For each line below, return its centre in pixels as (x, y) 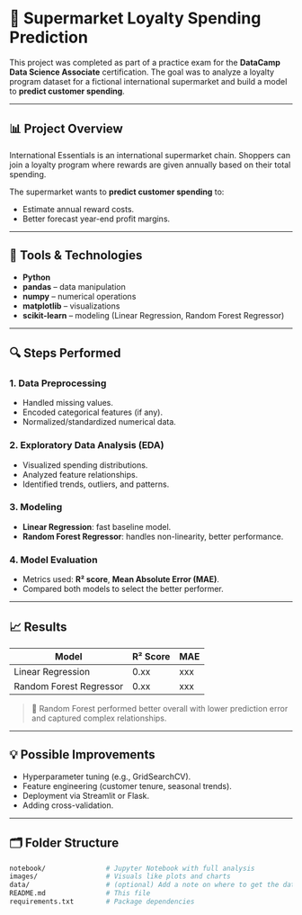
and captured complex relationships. (99, 718)
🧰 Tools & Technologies (76, 256)
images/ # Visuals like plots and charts (120, 876)
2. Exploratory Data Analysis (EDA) (87, 445)
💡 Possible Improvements (82, 755)
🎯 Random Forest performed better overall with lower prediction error (160, 708)
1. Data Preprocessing (58, 383)
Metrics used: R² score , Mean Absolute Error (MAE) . (121, 579)
